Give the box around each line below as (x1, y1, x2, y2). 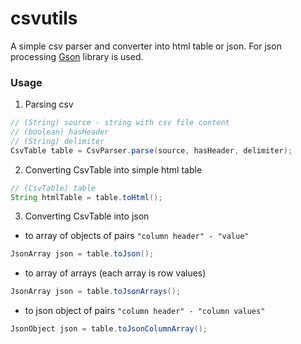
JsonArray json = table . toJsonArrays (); (10, 287, 182, 297)
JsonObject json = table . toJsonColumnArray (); (10, 324, 208, 334)
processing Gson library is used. (10, 50, 144, 62)
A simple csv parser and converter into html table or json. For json (10, 40, 282, 52)
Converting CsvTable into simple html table (24, 163, 203, 176)
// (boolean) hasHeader (10, 127, 110, 137)
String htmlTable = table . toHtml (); (10, 192, 163, 202)
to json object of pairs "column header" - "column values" (24, 305, 266, 317)
